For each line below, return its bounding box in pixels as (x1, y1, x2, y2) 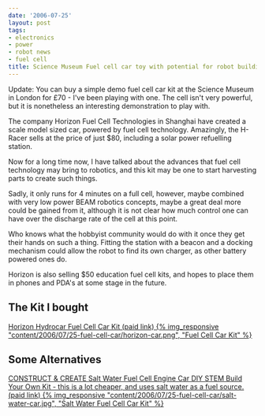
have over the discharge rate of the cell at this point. (8, 214, 178, 223)
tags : (8, 26, 26, 34)
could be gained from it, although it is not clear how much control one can (8, 206, 248, 215)
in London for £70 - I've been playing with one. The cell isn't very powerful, (8, 92, 253, 102)
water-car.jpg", (8, 399, 57, 408)
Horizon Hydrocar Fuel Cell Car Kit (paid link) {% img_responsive (8, 321, 219, 331)
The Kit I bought (8, 301, 89, 314)
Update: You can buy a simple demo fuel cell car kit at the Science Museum (8, 84, 255, 94)
